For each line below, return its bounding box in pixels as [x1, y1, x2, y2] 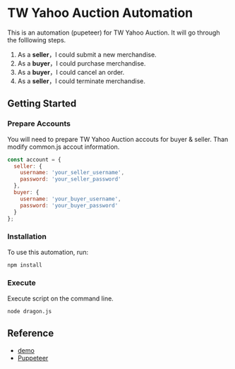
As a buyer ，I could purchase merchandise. [17, 59, 146, 68]
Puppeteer [17, 353, 49, 362]
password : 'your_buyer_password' [20, 202, 119, 209]
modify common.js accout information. [7, 143, 120, 151]
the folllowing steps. [7, 35, 66, 44]
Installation [7, 231, 47, 241]
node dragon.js [7, 308, 52, 315]
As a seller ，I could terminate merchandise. [17, 76, 146, 85]
